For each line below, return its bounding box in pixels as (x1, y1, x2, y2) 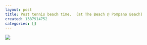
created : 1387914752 (5, 16, 48, 21)
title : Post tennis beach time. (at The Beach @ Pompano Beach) (5, 12, 143, 17)
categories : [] (5, 21, 37, 26)
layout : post (5, 7, 32, 12)
